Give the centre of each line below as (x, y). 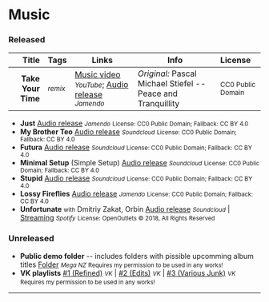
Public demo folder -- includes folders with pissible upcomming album (137, 256)
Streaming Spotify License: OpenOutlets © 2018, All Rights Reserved (117, 218)
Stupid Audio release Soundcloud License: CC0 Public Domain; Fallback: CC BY (136, 178)
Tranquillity (159, 104)
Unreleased (31, 239)
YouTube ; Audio (102, 85)
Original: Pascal (167, 74)
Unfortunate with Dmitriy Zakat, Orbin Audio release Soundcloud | (125, 209)
